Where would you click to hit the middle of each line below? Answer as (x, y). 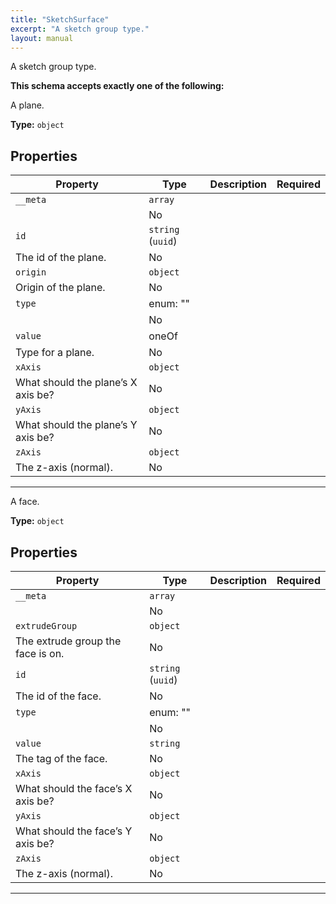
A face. (25, 502)
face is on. (40, 653)
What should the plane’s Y (76, 425)
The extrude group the (68, 641)
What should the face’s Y (74, 831)
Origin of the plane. (60, 288)
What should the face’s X (74, 788)
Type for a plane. (55, 353)
